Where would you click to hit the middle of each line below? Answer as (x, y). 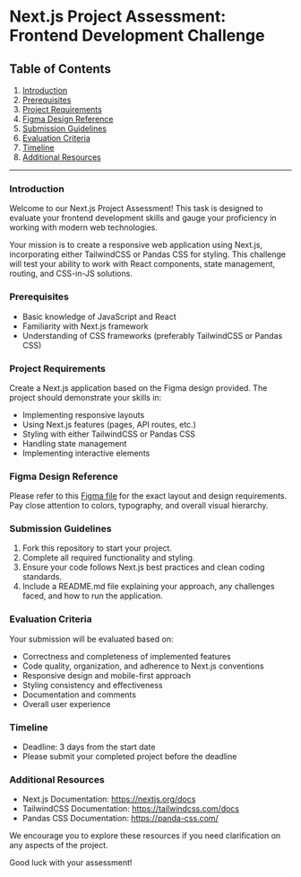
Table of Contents (60, 69)
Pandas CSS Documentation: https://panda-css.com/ (120, 819)
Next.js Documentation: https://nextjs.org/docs (109, 799)
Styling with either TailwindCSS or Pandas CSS (108, 434)
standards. (42, 577)
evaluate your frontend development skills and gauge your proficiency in (143, 218)
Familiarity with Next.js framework (85, 326)
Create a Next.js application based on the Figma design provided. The (138, 387)
